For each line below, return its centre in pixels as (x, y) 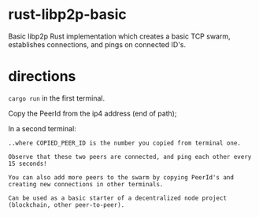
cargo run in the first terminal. (56, 98)
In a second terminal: (42, 128)
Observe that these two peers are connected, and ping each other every (130, 156)
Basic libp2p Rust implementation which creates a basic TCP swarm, (119, 36)
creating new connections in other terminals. (86, 184)
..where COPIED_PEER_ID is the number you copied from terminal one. (125, 143)
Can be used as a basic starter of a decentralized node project (117, 198)
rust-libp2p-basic (68, 15)
